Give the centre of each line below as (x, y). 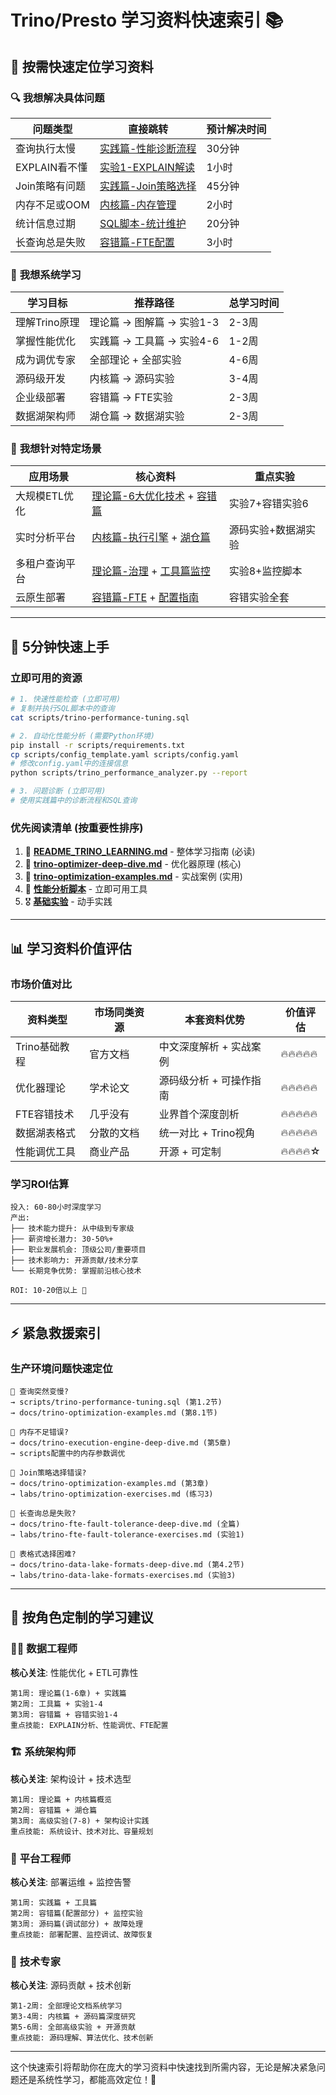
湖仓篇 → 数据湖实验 (137, 416)
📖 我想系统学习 (46, 274)
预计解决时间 (236, 129)
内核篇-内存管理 (138, 204)
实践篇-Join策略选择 (148, 186)
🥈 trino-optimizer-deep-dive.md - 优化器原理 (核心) (133, 864)
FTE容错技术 (45, 1114)
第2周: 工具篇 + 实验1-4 (56, 1704)
